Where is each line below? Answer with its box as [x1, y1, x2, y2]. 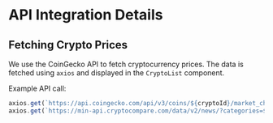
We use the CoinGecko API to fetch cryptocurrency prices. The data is [8, 59, 244, 69]
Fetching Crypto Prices [8, 38, 128, 52]
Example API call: [8, 83, 67, 93]
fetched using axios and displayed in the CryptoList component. [8, 68, 225, 78]
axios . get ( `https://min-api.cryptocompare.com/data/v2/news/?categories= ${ [8, 107, 271, 115]
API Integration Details [8, 6, 163, 24]
